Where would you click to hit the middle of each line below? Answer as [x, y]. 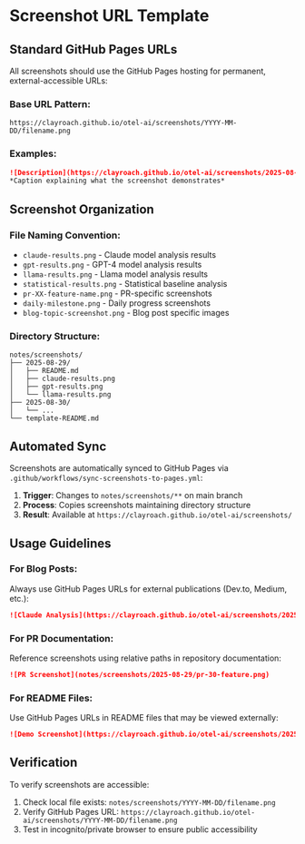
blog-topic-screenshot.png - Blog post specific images [126, 313]
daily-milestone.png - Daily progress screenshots [117, 303]
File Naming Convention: [65, 235]
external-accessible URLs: [59, 81]
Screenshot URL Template [109, 16]
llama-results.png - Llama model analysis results [115, 274]
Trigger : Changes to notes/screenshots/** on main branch [133, 496]
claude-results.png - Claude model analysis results [119, 255]
